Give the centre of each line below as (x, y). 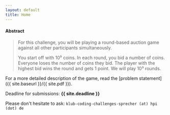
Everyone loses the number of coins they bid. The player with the (86, 63)
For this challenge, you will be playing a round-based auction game (88, 42)
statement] (150, 78)
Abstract (15, 31)
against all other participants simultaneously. (65, 48)
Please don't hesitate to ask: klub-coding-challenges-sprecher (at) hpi (81, 103)
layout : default (22, 10)
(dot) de (15, 108)
